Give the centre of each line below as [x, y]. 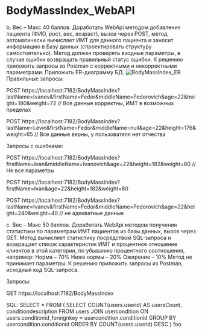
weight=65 [20, 134]
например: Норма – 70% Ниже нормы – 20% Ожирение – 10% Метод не [99, 257]
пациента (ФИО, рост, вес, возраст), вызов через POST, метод [87, 33]
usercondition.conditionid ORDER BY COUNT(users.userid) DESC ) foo [94, 324]
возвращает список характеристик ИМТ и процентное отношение [92, 244]
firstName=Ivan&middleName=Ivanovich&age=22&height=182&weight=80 [99, 164]
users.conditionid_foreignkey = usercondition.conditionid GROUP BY [91, 317]
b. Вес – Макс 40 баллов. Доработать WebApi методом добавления [93, 27]
